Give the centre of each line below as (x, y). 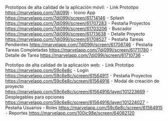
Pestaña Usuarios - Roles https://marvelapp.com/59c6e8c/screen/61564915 (84, 108)
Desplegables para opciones (35, 97)
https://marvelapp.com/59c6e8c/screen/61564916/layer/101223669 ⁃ (77, 92)
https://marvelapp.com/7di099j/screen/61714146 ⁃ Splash (65, 18)
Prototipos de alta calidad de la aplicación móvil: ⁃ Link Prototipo (72, 7)
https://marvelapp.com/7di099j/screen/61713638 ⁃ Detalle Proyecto (75, 34)
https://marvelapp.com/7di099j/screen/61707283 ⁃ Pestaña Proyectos (78, 23)
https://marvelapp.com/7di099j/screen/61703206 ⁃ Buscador (68, 29)
